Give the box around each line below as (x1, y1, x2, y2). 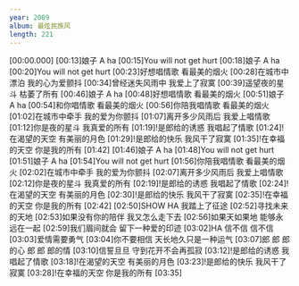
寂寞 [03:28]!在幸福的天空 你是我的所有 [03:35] (9, 267, 183, 278)
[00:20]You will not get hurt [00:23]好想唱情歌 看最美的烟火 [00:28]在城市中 (9, 66, 289, 77)
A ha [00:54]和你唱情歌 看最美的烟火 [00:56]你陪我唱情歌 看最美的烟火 (9, 100, 270, 111)
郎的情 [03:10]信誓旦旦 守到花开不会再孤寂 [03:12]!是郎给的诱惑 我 (46, 245, 290, 256)
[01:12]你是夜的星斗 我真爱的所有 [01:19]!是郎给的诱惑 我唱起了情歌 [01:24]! (9, 122, 285, 133)
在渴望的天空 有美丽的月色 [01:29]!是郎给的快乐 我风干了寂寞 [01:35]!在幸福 (9, 133, 286, 144)
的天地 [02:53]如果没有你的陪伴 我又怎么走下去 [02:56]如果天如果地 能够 (9, 212, 276, 223)
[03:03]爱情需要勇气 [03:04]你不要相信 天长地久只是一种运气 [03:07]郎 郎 (9, 234, 280, 245)
